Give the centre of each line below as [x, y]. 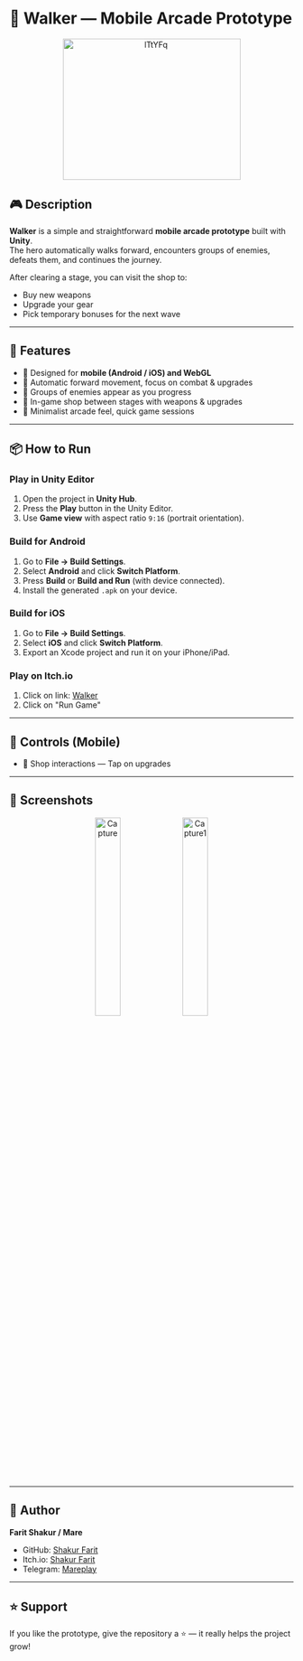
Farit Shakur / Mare [46, 1532]
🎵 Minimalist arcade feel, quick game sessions [108, 411]
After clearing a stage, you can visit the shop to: [98, 277]
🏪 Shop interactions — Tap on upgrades [96, 764]
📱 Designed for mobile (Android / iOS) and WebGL [117, 372]
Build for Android [47, 541]
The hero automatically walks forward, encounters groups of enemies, [140, 250]
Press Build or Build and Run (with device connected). [124, 580]
